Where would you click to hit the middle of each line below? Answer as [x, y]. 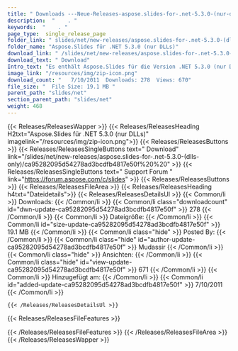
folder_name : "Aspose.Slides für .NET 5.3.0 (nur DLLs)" [93, 47]
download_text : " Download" [49, 60]
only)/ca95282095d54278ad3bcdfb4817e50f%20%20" [89, 164]
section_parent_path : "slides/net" [60, 100]
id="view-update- [106, 262]
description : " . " [42, 21]
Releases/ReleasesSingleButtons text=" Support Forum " [90, 172]
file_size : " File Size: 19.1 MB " [61, 87]
